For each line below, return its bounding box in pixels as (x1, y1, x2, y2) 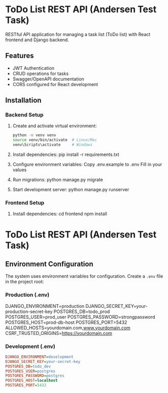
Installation (5, 96, 42, 105)
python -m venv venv (12, 133, 56, 138)
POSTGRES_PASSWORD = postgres (5, 373, 65, 378)
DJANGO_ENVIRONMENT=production (5, 303, 85, 309)
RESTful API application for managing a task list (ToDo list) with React (5, 31, 151, 37)
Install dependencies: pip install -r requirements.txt (12, 151, 119, 158)
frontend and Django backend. (5, 37, 70, 43)
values (12, 167, 27, 173)
